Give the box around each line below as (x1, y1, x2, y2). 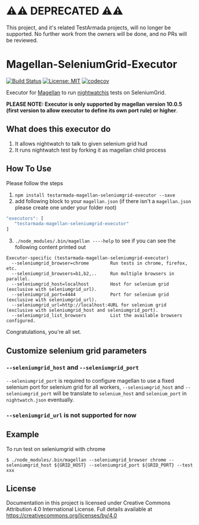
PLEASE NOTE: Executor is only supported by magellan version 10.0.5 (6, 100, 183, 108)
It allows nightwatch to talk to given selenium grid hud (14, 140, 148, 147)
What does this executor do (6, 124, 111, 134)
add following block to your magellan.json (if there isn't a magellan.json (14, 197, 192, 204)
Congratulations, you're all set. (6, 328, 82, 336)
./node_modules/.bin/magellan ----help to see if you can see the (14, 237, 176, 244)
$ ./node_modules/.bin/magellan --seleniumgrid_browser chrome (6, 457, 167, 463)
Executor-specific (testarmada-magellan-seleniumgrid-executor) (6, 255, 169, 261)
